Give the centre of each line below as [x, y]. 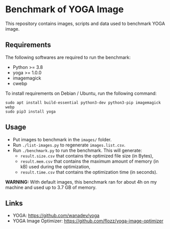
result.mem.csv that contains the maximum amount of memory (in [90, 161]
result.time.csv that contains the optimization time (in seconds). [89, 172]
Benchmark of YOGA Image [65, 9]
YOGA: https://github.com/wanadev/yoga [56, 216]
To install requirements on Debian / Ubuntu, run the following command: [81, 93]
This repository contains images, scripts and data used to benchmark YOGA [85, 23]
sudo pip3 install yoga [31, 111]
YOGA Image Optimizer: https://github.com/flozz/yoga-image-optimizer [88, 221]
